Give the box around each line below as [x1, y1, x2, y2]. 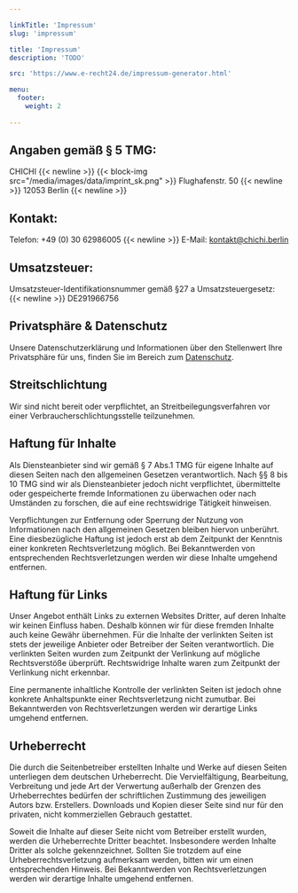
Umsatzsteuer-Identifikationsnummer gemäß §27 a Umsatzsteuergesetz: [9, 284, 276, 294]
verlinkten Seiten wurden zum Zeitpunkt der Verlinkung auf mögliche [9, 648, 261, 659]
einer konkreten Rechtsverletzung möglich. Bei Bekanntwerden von [9, 543, 255, 553]
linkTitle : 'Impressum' [9, 20, 98, 29]
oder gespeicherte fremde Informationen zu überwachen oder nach [9, 488, 257, 498]
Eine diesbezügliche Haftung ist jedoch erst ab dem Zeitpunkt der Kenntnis [9, 533, 283, 544]
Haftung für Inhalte [9, 436, 117, 451]
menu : [9, 85, 29, 94]
